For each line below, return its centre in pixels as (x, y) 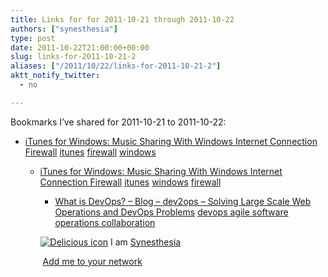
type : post (33, 38)
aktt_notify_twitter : (55, 76)
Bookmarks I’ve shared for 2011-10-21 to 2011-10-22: (118, 122)
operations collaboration (105, 222)
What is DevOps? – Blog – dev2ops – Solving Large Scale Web (183, 201)
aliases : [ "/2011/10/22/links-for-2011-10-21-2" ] (116, 66)
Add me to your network (92, 261)
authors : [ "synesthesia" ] (64, 29)
